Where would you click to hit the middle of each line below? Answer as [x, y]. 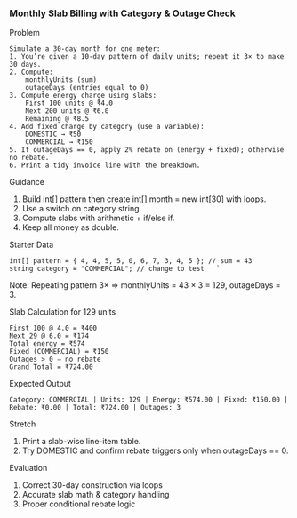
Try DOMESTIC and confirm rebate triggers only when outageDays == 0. [155, 450]
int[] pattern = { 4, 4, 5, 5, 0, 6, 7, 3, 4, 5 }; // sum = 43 [131, 261]
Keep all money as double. [71, 227]
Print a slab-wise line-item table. [81, 442]
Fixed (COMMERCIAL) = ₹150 [59, 352]
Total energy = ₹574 [48, 344]
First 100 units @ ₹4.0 [69, 104]
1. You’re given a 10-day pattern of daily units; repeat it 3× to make [147, 57]
